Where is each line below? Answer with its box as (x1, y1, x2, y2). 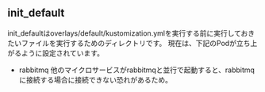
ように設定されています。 (21, 48, 105, 58)
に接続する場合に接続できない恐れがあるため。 (18, 75, 172, 84)
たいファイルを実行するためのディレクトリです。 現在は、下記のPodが (7, 38, 237, 48)
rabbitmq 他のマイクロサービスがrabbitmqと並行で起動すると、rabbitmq (18, 65, 255, 75)
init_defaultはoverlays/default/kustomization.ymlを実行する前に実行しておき (7, 28, 255, 38)
